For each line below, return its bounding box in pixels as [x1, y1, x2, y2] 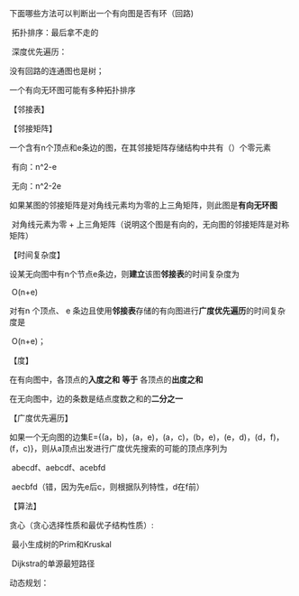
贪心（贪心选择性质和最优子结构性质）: [9, 520, 155, 530]
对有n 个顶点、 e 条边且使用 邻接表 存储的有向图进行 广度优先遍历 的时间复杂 [9, 305, 286, 316]
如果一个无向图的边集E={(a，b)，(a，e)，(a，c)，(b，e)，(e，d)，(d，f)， [9, 432, 285, 442]
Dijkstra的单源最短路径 [11, 558, 95, 569]
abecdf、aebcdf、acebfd [11, 462, 106, 472]
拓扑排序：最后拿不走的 [11, 27, 99, 38]
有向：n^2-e [11, 162, 57, 172]
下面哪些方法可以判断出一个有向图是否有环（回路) [9, 8, 195, 18]
